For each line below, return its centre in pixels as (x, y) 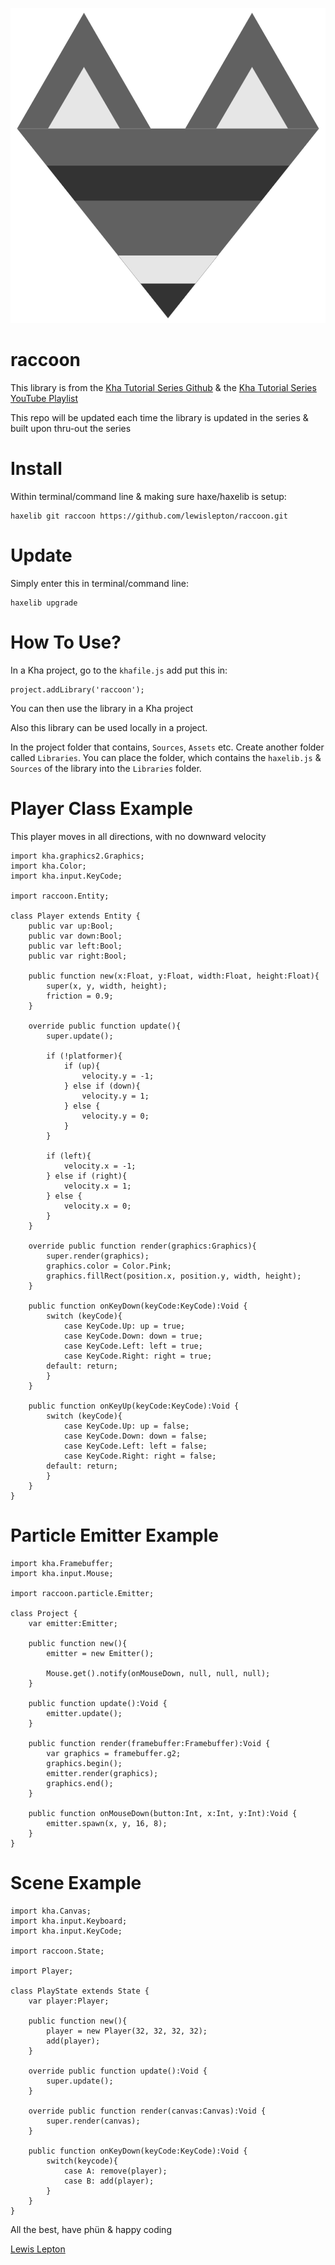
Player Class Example (102, 808)
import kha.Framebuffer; (62, 1563)
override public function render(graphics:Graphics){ (142, 1246)
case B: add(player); (109, 2181)
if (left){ (69, 1156)
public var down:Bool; (75, 936)
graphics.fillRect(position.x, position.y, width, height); (174, 1276)
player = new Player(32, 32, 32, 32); (127, 2031)
